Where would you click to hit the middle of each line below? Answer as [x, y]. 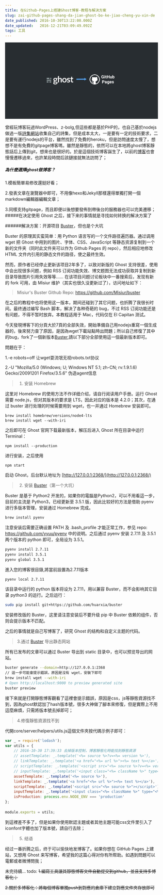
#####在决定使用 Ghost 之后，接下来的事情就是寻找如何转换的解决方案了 [78, 215]
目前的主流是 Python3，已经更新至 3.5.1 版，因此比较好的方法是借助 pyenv [79, 502]
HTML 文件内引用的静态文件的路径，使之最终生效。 [56, 254]
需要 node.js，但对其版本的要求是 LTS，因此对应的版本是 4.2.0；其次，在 [78, 400]
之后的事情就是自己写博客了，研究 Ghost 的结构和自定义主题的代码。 [74, 631]
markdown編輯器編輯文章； [33, 199]
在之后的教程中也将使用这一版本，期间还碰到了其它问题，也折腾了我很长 [77, 303]
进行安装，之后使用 [24, 456]
